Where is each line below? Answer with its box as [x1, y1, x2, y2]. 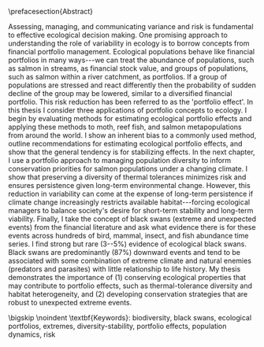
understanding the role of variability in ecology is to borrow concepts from [8, 39, 250, 48]
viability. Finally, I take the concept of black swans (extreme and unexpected [8, 214, 257, 223]
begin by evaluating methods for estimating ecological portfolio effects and [8, 114, 252, 123]
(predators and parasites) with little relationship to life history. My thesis [8, 264, 241, 274]
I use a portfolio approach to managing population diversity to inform [8, 156, 232, 164]
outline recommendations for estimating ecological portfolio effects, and [8, 139, 243, 148]
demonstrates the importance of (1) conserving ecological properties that [8, 273, 247, 282]
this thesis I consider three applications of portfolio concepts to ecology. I [8, 105, 247, 115]
